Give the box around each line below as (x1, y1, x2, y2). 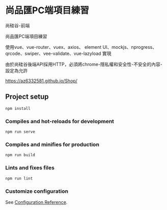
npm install (5, 106, 31, 111)
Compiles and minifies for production (5, 141, 99, 148)
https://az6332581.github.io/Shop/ (5, 77, 78, 84)
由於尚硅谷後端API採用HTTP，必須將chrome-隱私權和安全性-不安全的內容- (5, 61, 163, 67)
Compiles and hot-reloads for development (5, 117, 115, 125)
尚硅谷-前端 (5, 22, 30, 28)
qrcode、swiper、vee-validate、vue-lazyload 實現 (5, 50, 112, 56)
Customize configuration (5, 188, 69, 195)
